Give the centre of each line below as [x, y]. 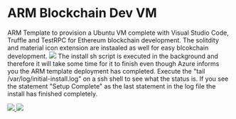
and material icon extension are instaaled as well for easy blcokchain [108, 47]
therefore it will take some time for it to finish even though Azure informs [113, 63]
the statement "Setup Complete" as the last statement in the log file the [112, 86]
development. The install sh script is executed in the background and [113, 56]
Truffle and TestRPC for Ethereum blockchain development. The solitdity [113, 40]
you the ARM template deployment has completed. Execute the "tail [106, 71]
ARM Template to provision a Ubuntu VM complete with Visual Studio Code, [118, 33]
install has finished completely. [53, 93]
